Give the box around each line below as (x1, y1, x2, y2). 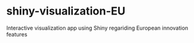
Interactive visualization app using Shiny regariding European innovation (6, 24, 188, 31)
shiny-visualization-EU (6, 4, 125, 18)
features (6, 30, 28, 38)
